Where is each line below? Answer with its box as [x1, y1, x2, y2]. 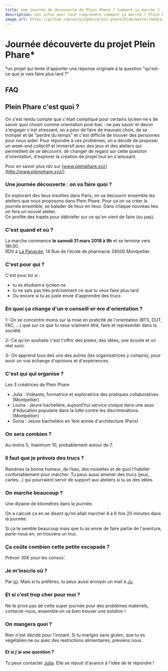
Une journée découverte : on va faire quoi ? [5, 181, 112, 188]
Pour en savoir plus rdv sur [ [5, 163, 63, 169]
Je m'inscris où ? [5, 567, 47, 574]
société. [5, 327, 21, 333]
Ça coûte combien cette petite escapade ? [5, 543, 110, 550]
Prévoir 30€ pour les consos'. [5, 555, 66, 561]
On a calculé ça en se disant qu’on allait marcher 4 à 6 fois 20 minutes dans [5, 510, 161, 516]
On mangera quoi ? [5, 620, 52, 627]
